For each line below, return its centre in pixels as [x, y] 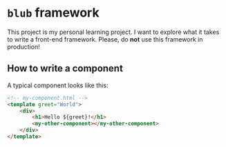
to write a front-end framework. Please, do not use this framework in [105, 39]
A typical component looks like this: [58, 85]
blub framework [53, 13]
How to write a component [65, 68]
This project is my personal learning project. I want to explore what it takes [113, 32]
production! [23, 46]
